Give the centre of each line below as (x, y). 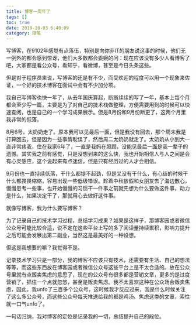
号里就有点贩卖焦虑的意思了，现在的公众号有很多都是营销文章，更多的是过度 (98, 275)
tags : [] (17, 17)
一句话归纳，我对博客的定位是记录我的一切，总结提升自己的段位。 (85, 316)
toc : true (18, 22)
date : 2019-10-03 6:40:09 (37, 28)
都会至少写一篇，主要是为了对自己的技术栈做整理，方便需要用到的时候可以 (95, 105)
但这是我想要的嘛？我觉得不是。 (44, 248)
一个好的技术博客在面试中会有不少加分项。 (67, 85)
